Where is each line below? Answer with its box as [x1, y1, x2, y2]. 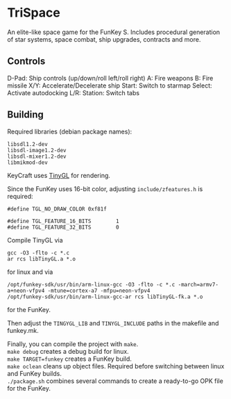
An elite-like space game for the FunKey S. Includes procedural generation [7, 28, 221, 36]
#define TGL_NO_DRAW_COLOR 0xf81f [7, 205, 108, 213]
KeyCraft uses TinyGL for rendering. [7, 171, 111, 179]
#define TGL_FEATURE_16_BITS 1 [7, 218, 119, 225]
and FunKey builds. [7, 369, 62, 377]
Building [7, 109, 44, 121]
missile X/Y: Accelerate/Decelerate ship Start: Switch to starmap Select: [7, 81, 213, 90]
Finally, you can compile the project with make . [7, 339, 139, 348]
